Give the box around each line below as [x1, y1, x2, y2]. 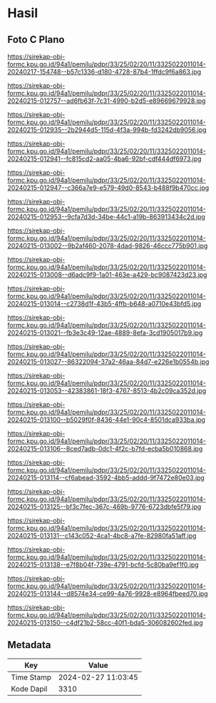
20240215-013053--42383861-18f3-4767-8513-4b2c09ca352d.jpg [7, 387, 207, 395]
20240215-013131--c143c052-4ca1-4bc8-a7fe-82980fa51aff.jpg [7, 532, 197, 540]
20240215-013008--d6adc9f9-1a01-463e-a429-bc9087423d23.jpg [7, 270, 207, 279]
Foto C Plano [7, 34, 65, 46]
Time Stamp [11, 672, 52, 682]
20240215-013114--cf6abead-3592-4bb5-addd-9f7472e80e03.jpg [7, 473, 205, 482]
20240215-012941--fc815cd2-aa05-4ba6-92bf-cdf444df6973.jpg [7, 155, 202, 163]
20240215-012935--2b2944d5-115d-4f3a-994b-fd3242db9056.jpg [7, 126, 207, 133]
